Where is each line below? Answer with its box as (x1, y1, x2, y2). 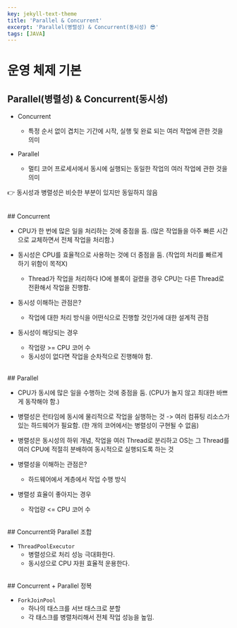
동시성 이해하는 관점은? (17, 298, 82, 307)
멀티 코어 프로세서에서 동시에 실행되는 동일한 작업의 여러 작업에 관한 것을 (28, 164, 228, 173)
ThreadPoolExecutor (17, 543, 75, 550)
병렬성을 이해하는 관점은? (17, 460, 87, 469)
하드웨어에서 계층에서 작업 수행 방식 (28, 475, 127, 484)
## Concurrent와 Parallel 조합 (7, 528, 92, 536)
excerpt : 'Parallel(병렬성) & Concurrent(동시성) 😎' (7, 23, 159, 30)
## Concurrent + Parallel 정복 (7, 581, 92, 591)
